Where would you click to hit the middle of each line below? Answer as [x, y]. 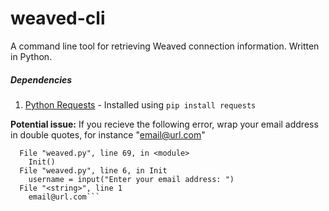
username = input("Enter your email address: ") [131, 179]
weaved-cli [58, 18]
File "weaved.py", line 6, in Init [93, 170]
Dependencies [41, 79]
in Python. [31, 56]
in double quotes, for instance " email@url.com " [108, 134]
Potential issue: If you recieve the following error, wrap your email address [164, 124]
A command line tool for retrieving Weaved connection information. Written [165, 46]
